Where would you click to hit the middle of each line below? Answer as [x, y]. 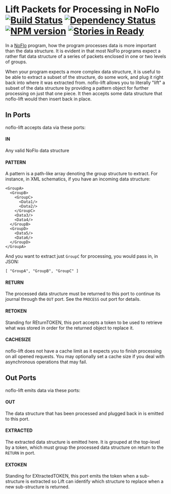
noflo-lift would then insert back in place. [48, 99]
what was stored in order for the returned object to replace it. [70, 328]
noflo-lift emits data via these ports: [43, 390]
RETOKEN [16, 311]
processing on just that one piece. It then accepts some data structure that [84, 93]
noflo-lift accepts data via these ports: [45, 127]
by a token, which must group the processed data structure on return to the [85, 447]
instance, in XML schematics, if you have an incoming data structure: [78, 179]
